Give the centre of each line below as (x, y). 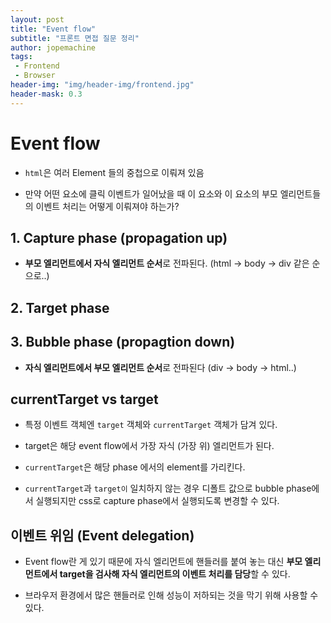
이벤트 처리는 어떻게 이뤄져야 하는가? (107, 206)
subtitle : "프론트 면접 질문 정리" (75, 38)
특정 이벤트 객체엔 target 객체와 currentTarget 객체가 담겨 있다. (151, 425)
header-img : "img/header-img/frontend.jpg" (102, 85)
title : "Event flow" (53, 29)
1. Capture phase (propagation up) (119, 237)
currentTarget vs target (84, 399)
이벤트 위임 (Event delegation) (102, 535)
